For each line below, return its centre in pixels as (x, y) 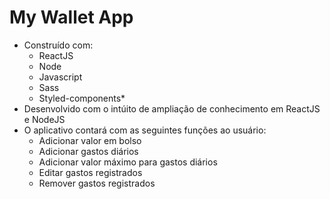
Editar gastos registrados (90, 172)
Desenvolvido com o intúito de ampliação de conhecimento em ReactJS (172, 108)
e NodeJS (44, 119)
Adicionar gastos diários (88, 151)
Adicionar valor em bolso (90, 140)
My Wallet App (71, 17)
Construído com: (58, 45)
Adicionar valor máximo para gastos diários (128, 162)
